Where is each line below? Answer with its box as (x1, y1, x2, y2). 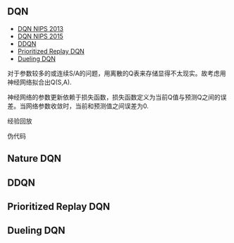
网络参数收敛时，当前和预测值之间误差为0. (25, 102, 149, 110)
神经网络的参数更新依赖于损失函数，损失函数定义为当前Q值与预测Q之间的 (7, 93, 221, 101)
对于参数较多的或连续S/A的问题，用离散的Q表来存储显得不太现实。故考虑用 (7, 69, 227, 77)
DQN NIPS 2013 (17, 24, 63, 32)
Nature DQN (7, 153, 61, 165)
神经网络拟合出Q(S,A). (7, 78, 72, 86)
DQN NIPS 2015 (17, 32, 63, 40)
